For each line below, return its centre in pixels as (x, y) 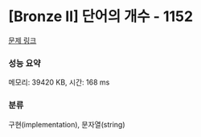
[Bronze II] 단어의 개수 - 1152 (101, 17)
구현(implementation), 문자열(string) (67, 124)
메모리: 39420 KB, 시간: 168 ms (59, 82)
